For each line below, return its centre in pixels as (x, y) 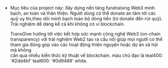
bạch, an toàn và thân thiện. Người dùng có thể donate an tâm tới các (83, 13)
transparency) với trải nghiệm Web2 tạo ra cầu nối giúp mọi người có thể (86, 39)
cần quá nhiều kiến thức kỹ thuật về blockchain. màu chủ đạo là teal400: (87, 55)
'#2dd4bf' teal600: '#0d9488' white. (49, 61)
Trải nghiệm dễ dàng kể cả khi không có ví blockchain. (67, 24)
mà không (21, 50)
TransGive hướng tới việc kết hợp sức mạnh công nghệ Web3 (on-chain (85, 34)
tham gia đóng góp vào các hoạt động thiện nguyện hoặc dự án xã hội (84, 45)
